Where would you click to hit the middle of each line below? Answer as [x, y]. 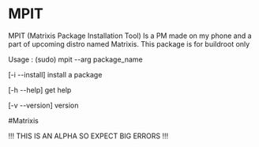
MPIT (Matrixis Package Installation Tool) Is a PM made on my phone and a [130, 36]
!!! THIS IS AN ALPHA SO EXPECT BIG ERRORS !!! [88, 136]
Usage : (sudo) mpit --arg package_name [76, 59]
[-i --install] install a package [55, 74]
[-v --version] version [43, 105]
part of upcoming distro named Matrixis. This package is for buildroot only [129, 43]
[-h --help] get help [40, 90]
